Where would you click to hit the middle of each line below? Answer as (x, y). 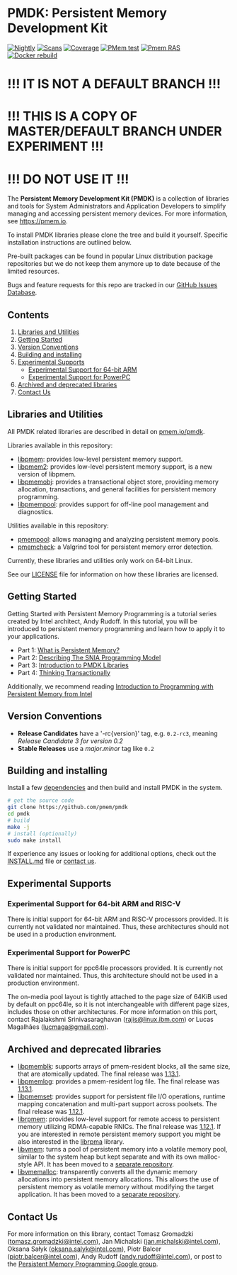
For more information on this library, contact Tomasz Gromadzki (100, 1234)
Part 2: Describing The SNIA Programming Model (89, 657)
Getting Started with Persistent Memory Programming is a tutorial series (112, 613)
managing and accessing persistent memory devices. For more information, (118, 213)
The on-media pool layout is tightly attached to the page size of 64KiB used (117, 997)
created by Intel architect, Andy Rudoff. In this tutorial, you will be (103, 621)
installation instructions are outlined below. (70, 243)
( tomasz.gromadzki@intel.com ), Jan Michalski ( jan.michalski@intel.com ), (114, 1242)
